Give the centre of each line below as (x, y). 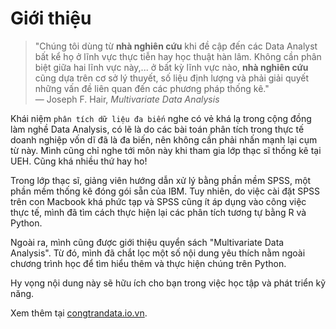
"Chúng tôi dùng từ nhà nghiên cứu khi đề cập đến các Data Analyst (176, 46)
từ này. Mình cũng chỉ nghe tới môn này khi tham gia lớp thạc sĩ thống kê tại (166, 150)
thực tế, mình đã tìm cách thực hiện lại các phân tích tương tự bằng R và (158, 212)
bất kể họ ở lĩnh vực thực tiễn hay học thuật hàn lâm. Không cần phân (178, 56)
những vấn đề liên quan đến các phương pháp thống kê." (152, 88)
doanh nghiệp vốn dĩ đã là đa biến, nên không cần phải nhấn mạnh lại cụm (164, 139)
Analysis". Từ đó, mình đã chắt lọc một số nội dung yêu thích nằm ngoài (158, 253)
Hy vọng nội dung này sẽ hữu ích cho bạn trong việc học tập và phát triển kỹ (168, 283)
